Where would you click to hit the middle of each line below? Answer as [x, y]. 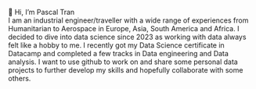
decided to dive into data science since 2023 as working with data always [127, 37]
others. [20, 78]
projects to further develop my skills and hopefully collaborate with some [126, 70]
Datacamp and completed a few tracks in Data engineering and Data [119, 53]
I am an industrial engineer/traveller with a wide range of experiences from [128, 20]
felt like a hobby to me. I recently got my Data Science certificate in [116, 45]
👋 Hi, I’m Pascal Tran [41, 12]
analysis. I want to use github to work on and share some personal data [123, 62]
